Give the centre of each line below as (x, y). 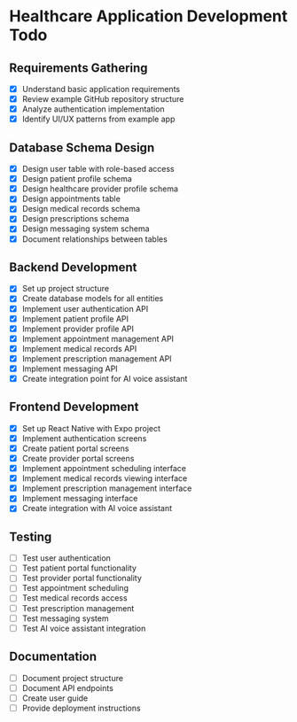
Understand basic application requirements (101, 89)
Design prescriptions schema (76, 219)
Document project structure (73, 678)
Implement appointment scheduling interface (104, 469)
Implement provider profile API (78, 329)
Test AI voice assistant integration (84, 628)
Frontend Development (74, 407)
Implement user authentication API (85, 308)
